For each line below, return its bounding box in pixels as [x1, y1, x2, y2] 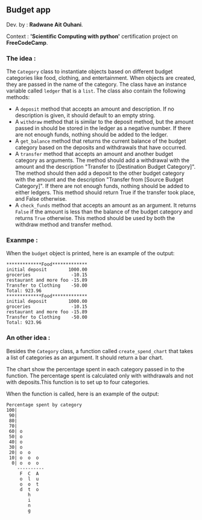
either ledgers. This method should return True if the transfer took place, [14, 189, 196, 196]
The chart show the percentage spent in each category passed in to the [6, 365, 185, 372]
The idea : [6, 54, 36, 62]
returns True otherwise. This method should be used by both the [14, 215, 175, 222]
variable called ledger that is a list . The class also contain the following [6, 87, 186, 94]
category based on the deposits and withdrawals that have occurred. [14, 144, 187, 151]
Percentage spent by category [6, 401, 83, 408]
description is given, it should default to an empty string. [14, 112, 156, 119]
